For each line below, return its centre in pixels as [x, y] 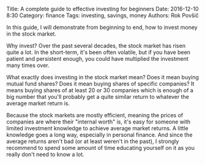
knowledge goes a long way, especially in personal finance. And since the [99, 135]
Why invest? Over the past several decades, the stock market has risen [96, 46]
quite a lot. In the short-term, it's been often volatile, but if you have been [99, 52]
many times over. [28, 65]
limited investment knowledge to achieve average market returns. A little [97, 128]
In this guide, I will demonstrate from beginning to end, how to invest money [102, 27]
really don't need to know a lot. [45, 154]
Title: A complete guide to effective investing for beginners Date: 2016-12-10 [102, 9]
